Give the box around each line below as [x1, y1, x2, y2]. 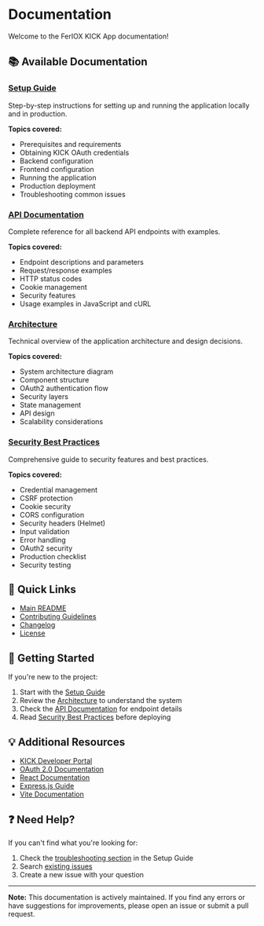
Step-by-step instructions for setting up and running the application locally [8, 101, 250, 110]
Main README [19, 603, 67, 613]
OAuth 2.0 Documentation [19, 764, 104, 774]
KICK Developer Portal [19, 756, 93, 765]
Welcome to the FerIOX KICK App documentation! [8, 31, 169, 41]
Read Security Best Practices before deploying [19, 712, 171, 722]
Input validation [19, 526, 70, 536]
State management [19, 401, 82, 410]
